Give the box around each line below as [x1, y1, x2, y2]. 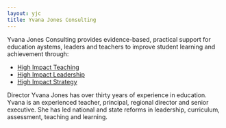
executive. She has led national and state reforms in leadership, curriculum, [7, 105, 221, 114]
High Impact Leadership [16, 70, 86, 79]
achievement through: [7, 49, 69, 58]
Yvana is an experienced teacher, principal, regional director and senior [7, 98, 209, 106]
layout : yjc [7, 10, 41, 17]
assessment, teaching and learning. [7, 112, 108, 120]
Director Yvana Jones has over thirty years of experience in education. [7, 90, 207, 99]
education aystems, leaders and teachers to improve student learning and [7, 42, 216, 51]
